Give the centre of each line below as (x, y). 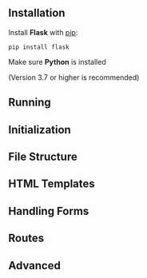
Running (30, 103)
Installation (37, 13)
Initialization (40, 130)
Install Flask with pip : (43, 32)
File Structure (43, 156)
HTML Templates (52, 184)
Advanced (35, 266)
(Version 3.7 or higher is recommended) (74, 77)
